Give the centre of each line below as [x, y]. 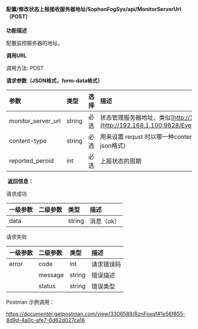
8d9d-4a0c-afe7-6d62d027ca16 [46, 320]
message [51, 275]
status [47, 286]
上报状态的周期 [121, 161]
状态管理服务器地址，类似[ [137, 118]
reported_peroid [32, 161]
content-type [28, 141]
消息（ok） [105, 221]
